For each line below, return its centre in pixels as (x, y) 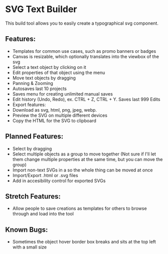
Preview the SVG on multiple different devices (60, 115)
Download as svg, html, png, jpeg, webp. (54, 110)
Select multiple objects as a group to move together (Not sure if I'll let (84, 154)
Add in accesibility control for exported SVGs (59, 181)
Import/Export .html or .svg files (45, 175)
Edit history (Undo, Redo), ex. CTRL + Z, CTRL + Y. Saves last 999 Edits (86, 99)
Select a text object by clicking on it (49, 67)
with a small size (29, 247)
